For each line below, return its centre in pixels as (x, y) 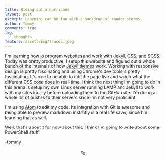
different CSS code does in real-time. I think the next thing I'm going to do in (83, 82)
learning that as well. (26, 117)
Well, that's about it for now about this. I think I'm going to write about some (82, 127)
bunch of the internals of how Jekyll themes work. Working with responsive (82, 66)
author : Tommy (20, 23)
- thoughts (21, 37)
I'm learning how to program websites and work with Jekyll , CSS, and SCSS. (83, 56)
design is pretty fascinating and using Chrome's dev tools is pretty (73, 71)
